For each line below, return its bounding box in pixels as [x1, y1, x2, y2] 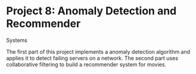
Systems [6, 36, 28, 44]
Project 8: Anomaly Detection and [6, 4, 177, 18]
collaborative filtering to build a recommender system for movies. [6, 61, 167, 68]
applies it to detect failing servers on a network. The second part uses [6, 54, 179, 61]
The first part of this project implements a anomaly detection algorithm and [6, 48, 191, 55]
